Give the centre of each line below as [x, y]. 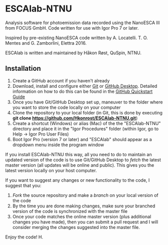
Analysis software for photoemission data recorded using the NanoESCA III [82, 23]
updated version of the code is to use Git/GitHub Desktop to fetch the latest [83, 160]
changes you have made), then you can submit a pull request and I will [85, 222]
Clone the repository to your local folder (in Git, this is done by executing [88, 112]
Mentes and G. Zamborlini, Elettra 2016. [46, 43]
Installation [23, 69]
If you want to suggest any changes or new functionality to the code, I [77, 180]
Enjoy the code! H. [24, 237]
